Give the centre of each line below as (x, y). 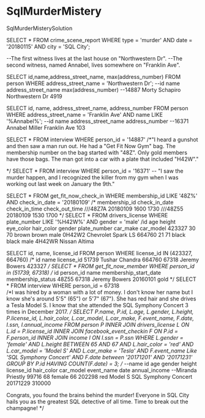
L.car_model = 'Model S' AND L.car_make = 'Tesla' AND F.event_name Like (102, 351)
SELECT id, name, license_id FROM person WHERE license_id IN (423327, (99, 253)
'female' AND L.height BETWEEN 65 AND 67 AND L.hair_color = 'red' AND (100, 344)
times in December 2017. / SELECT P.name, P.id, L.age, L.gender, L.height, (100, 312)
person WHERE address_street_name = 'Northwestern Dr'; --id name (93, 83)
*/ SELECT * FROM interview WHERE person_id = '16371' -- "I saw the (95, 171)
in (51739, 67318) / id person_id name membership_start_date (84, 272)
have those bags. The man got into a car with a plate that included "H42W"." (102, 159)
